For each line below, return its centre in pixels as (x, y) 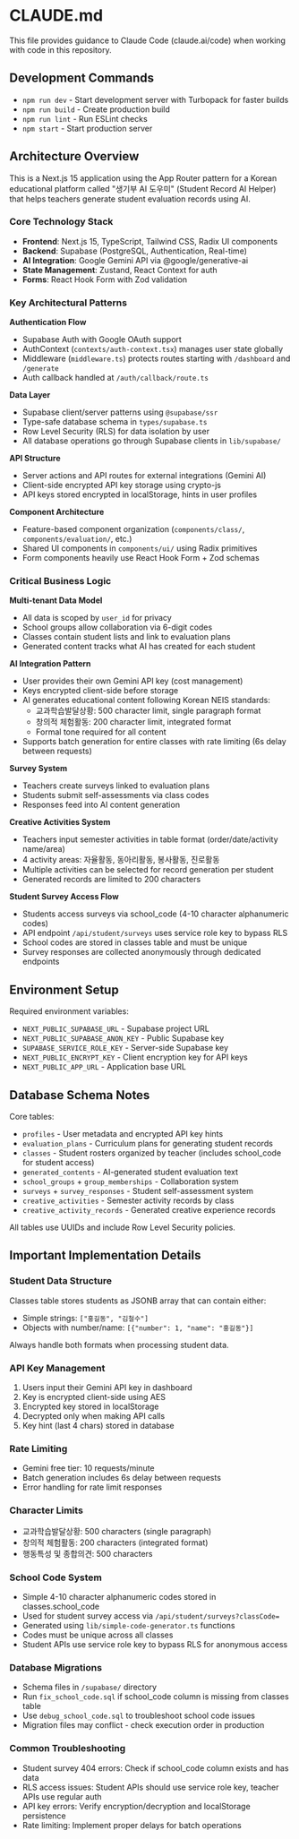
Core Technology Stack (61, 222)
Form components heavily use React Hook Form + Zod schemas (141, 558)
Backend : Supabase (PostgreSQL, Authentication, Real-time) (135, 251)
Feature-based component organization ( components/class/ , (133, 529)
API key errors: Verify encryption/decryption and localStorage (136, 1806)
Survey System (38, 769)
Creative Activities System (60, 822)
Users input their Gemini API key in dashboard (107, 1388)
